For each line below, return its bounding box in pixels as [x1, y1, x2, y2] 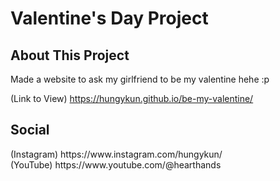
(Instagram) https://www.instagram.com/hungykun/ [10, 148, 223, 160]
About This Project [10, 47, 130, 64]
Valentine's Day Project [10, 7, 209, 30]
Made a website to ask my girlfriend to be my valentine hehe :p [10, 73, 270, 85]
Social [10, 122, 50, 139]
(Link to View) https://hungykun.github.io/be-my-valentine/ [10, 93, 254, 104]
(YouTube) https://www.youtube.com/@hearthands [10, 158, 222, 171]
